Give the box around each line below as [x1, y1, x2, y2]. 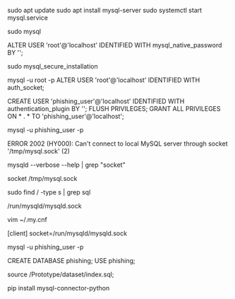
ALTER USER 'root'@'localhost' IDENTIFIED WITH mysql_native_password [7, 41, 222, 49]
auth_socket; [7, 83, 44, 91]
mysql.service [7, 13, 48, 22]
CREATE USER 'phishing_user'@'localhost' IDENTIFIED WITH [7, 97, 185, 105]
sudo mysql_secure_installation [7, 62, 98, 70]
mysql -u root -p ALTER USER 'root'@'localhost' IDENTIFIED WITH [7, 76, 200, 84]
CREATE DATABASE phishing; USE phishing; [7, 257, 135, 264]
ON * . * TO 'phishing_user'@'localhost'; [7, 112, 125, 120]
